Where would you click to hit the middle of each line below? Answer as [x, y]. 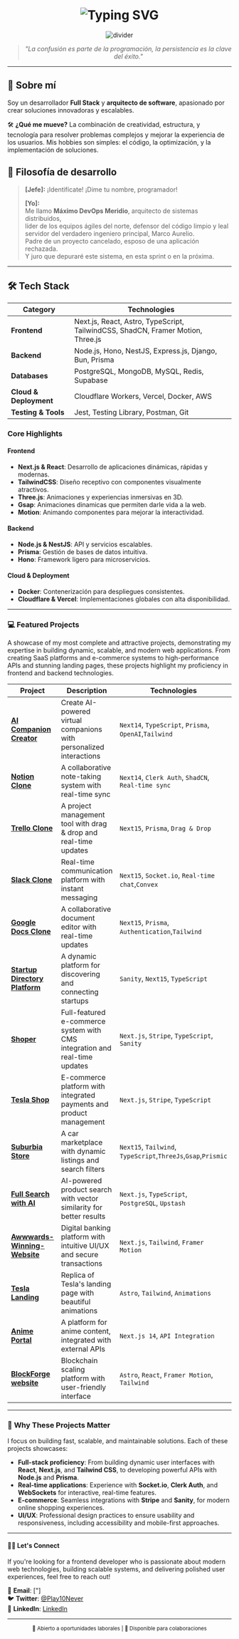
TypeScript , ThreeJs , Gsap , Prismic [174, 1156]
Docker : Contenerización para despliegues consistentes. [101, 591]
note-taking [81, 776]
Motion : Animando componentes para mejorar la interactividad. [111, 512]
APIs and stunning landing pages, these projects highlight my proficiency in [118, 665]
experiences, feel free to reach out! [59, 1576]
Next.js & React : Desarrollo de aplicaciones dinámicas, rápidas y [113, 467]
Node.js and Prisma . [48, 1477]
